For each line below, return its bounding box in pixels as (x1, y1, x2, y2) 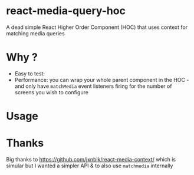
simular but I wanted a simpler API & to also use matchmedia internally (6, 162, 173, 169)
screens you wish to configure (14, 88, 88, 95)
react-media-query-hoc (6, 4, 126, 18)
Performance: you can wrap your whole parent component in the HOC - (14, 76, 189, 83)
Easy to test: (14, 70, 45, 77)
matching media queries (6, 29, 65, 37)
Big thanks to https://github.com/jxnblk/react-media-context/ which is (6, 156, 176, 163)
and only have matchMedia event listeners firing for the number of (14, 82, 172, 90)
